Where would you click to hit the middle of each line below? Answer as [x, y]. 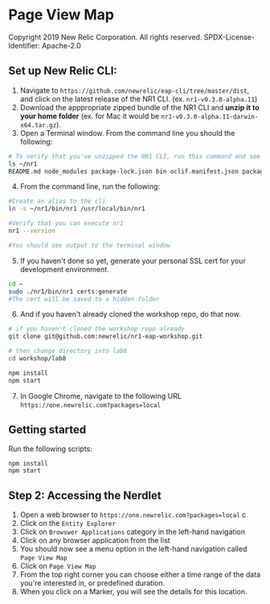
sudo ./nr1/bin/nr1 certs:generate [68, 291]
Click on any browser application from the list [95, 540]
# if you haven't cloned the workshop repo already [96, 329]
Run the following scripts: [50, 449]
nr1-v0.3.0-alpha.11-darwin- [210, 117]
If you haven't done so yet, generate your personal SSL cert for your [133, 261]
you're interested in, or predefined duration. [92, 583]
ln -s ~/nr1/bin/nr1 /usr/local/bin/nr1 [77, 209]
